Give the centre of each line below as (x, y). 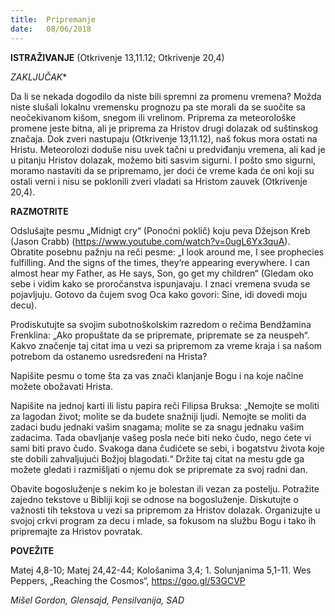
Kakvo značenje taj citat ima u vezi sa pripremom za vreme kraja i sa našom (166, 345)
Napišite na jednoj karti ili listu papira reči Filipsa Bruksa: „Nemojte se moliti (165, 405)
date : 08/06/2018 (51, 29)
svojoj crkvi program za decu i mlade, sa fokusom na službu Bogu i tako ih (163, 520)
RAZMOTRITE (39, 211)
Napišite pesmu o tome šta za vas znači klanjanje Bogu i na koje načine (157, 375)
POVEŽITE (32, 550)
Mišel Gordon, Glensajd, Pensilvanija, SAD (97, 600)
